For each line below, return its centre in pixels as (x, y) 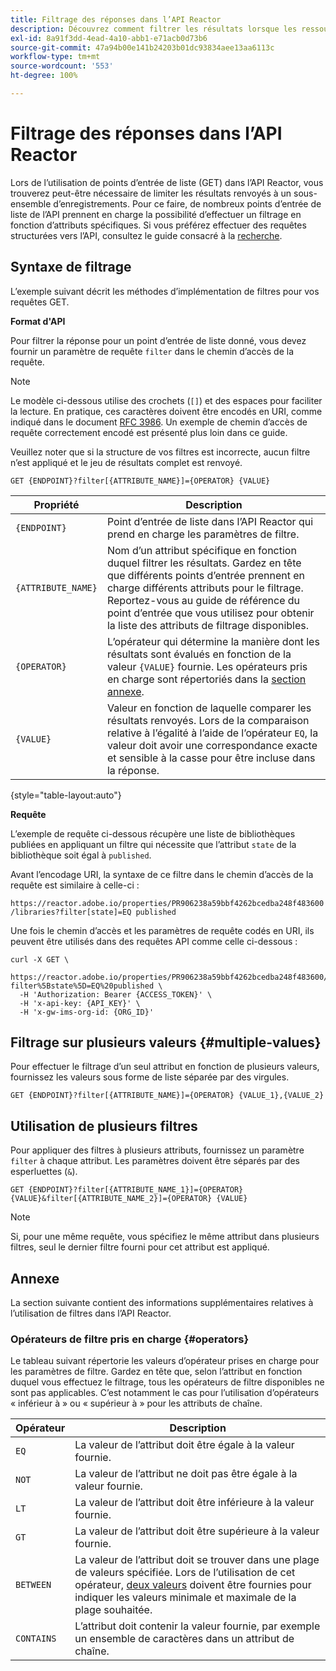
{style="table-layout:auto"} (66, 795)
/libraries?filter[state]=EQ (71, 912)
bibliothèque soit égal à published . (81, 855)
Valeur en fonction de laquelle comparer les (209, 708)
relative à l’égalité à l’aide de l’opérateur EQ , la (212, 733)
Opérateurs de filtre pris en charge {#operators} (130, 1339)
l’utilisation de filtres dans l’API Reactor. (91, 1313)
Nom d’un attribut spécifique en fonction (201, 550)
